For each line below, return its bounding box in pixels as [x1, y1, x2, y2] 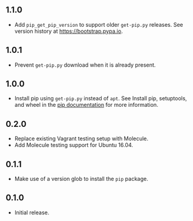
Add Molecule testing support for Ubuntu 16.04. [14, 141, 134, 149]
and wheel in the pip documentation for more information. [14, 101, 159, 109]
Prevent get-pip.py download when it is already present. [14, 61, 156, 69]
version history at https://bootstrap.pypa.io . [14, 27, 123, 35]
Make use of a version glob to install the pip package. [14, 175, 149, 183]
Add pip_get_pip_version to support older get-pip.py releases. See [14, 21, 183, 28]
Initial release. [14, 209, 50, 216]
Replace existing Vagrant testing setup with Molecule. [14, 135, 149, 142]
